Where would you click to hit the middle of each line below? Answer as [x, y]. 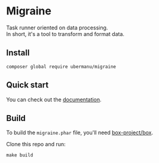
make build [20, 155]
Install [18, 53]
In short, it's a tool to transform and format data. [65, 34]
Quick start [27, 85]
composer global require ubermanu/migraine [61, 67]
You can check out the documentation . [54, 99]
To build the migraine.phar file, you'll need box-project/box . [80, 132]
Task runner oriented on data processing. [57, 28]
